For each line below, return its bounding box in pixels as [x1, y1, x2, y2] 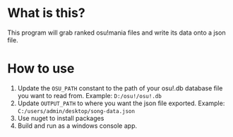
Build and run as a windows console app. [17, 121, 138, 130]
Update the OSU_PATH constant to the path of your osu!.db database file [17, 83, 223, 93]
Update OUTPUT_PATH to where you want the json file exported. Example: [17, 99, 225, 107]
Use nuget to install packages [17, 114, 104, 122]
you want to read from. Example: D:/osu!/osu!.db [17, 91, 162, 100]
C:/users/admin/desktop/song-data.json [17, 107, 136, 114]
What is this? [7, 5, 86, 21]
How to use [7, 61, 75, 77]
